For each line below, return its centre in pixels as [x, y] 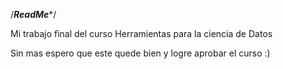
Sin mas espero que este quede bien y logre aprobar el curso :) [140, 53]
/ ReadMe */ [33, 14]
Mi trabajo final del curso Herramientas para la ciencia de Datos [141, 33]
